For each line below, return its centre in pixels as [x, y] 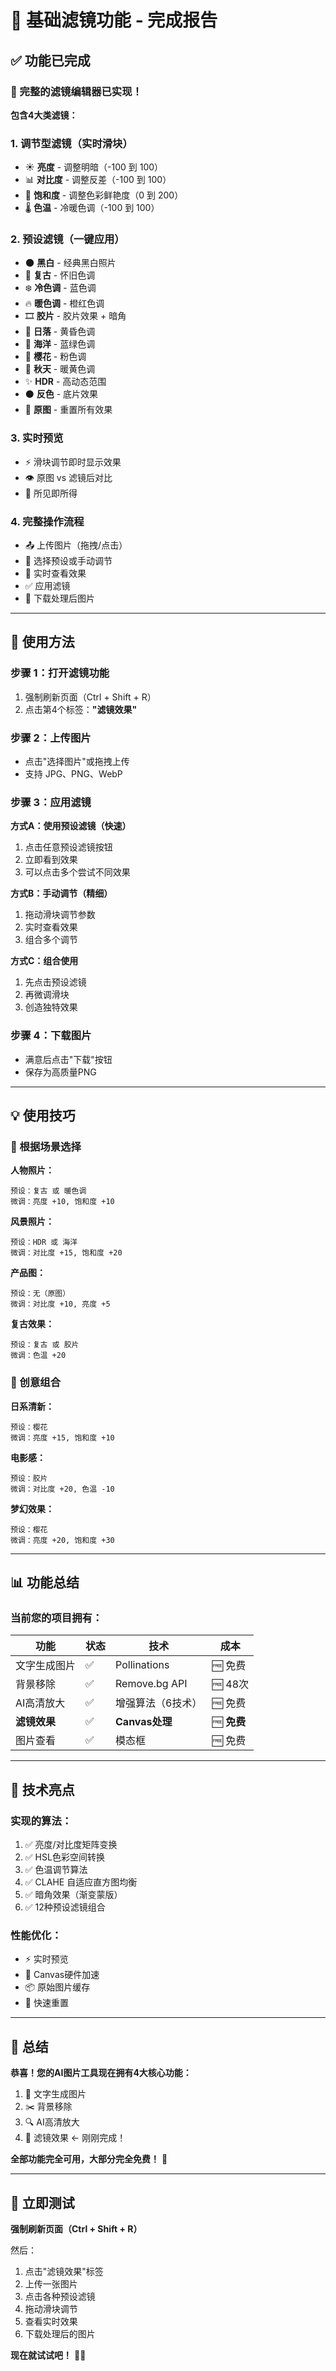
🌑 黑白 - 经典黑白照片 [70, 263]
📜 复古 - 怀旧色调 [60, 275]
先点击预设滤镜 [55, 982]
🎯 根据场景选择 [46, 1146]
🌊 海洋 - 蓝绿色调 [60, 344]
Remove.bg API [151, 1684]
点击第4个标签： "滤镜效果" [81, 709]
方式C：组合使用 [44, 961]
